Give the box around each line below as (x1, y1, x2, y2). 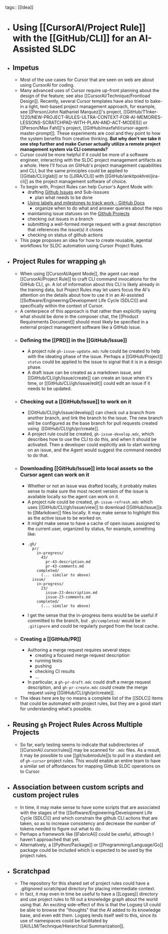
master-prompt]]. (20, 130, 56, 136)
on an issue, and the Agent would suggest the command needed (27, 447, 161, 453)
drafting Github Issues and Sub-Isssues (27, 189, 109, 195)
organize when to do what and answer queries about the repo (35, 205, 163, 211)
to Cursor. (20, 768, 41, 774)
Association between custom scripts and (12, 783, 144, 791)
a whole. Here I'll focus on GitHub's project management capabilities (20, 162, 162, 168)
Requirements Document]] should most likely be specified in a (20, 318, 148, 324)
